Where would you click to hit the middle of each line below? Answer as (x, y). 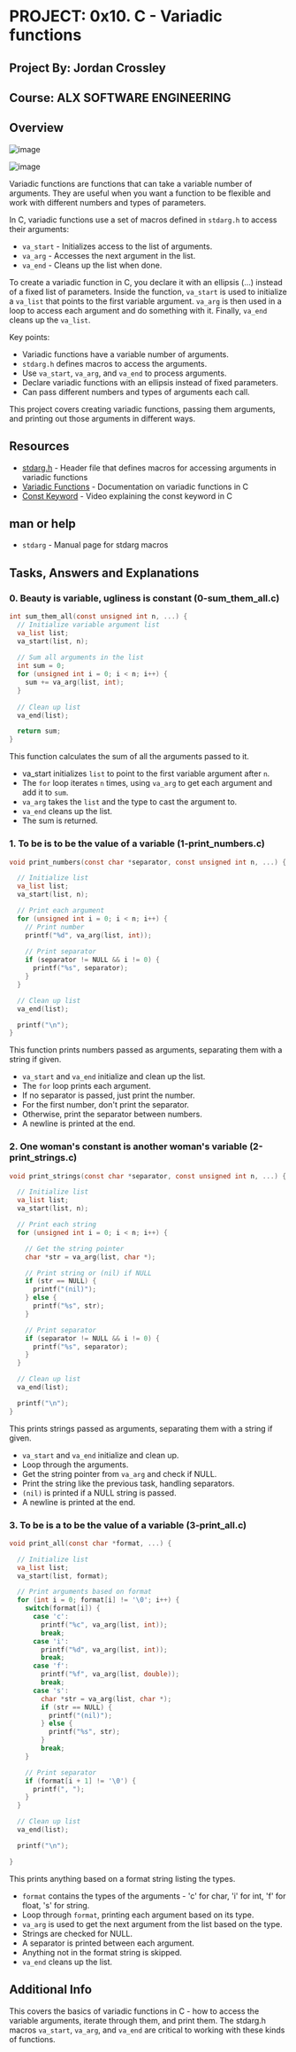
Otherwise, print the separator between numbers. (112, 1115)
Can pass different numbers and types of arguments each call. (136, 392)
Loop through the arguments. (75, 1465)
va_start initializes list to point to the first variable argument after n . (146, 773)
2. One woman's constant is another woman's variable (129, 1146)
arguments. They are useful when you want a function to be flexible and (140, 193)
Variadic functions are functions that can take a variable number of (131, 183)
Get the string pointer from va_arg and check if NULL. (119, 1473)
